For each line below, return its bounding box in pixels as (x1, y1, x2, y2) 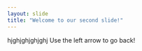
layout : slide (7, 10, 49, 17)
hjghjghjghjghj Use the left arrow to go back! (7, 36, 136, 44)
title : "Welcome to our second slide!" (7, 17, 124, 24)
